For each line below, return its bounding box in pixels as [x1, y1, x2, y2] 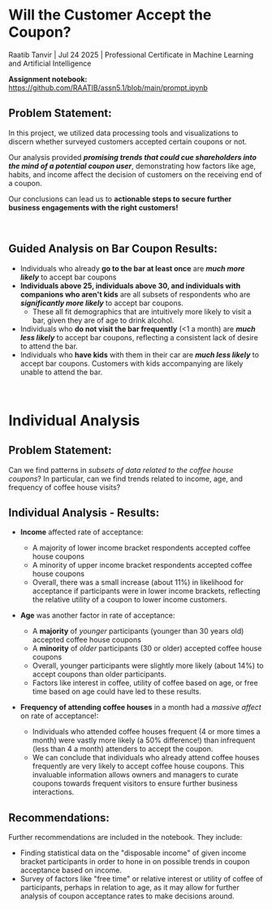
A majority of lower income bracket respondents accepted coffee [32, 543, 251, 553]
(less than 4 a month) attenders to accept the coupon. [32, 744, 214, 754]
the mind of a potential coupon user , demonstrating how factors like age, [8, 161, 256, 171]
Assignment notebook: [8, 74, 88, 84]
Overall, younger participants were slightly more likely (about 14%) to [32, 660, 264, 671]
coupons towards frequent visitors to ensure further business [32, 778, 238, 789]
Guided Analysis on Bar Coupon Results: [8, 242, 218, 256]
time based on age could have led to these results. [32, 686, 201, 696]
